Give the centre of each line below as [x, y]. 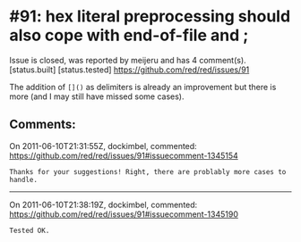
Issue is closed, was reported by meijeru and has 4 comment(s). [128, 60]
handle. [24, 179]
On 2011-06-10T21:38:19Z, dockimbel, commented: [103, 204]
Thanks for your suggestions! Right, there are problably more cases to [148, 171]
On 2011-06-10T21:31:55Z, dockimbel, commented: [103, 146]
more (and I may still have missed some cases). [97, 96]
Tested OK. [30, 230]
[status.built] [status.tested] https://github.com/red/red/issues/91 [129, 70]
